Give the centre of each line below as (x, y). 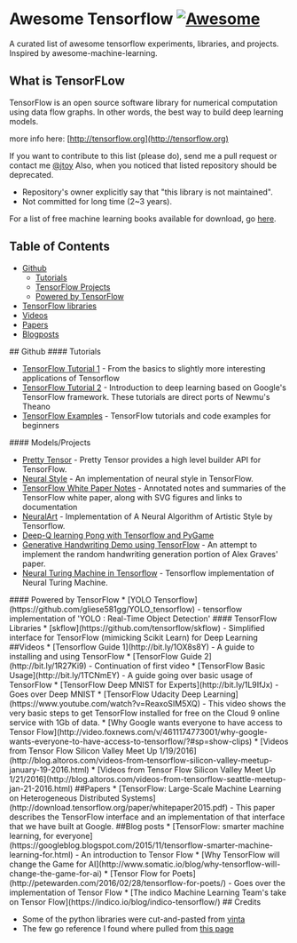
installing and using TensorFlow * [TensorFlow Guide (106, 656)
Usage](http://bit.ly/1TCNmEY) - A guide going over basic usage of (131, 675)
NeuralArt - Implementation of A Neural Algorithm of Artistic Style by (147, 516)
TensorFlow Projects (73, 287)
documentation (50, 507)
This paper (255, 807)
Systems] (139, 798)
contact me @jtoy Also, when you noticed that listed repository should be (143, 165)
